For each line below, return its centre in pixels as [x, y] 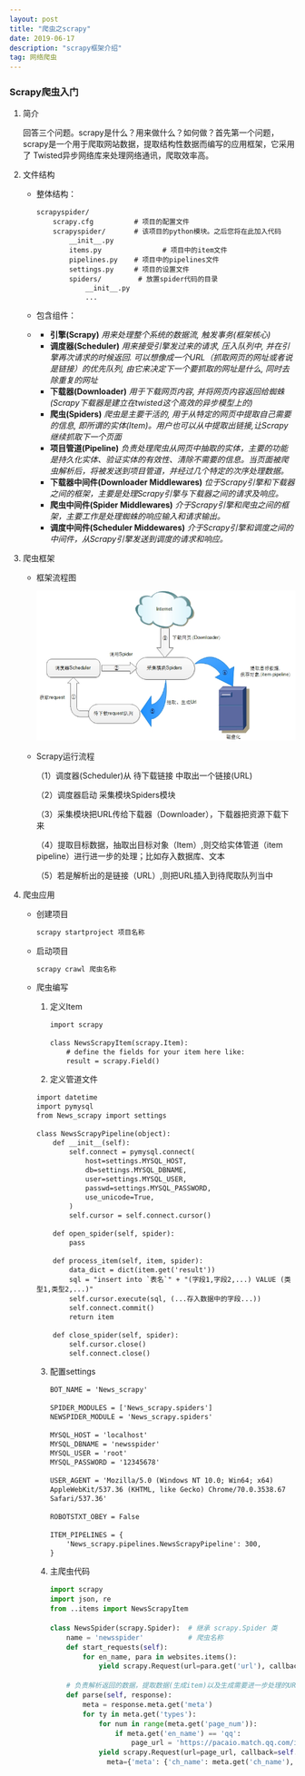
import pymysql [64, 1107]
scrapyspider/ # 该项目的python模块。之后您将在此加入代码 [167, 232]
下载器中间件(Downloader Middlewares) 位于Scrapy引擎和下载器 [172, 482]
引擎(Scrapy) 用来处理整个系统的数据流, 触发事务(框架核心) [160, 335]
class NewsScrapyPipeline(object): [103, 1134]
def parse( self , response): [119, 1695]
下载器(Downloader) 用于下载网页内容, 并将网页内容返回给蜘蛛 [167, 391]
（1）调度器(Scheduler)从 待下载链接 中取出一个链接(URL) [144, 775]
